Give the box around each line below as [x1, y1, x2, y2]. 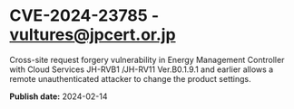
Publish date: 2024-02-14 [9, 91, 108, 102]
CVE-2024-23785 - [9, 5, 160, 26]
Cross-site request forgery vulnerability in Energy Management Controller [9, 54, 285, 65]
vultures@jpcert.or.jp [9, 24, 176, 45]
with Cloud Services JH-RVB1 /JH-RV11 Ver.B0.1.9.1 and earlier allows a [9, 64, 274, 75]
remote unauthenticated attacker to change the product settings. [9, 73, 251, 84]
